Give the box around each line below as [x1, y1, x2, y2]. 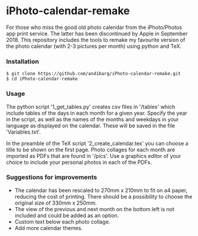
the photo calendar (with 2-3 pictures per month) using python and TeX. [6, 43, 182, 50]
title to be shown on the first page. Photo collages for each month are [6, 146, 176, 153]
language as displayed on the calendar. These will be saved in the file [6, 122, 176, 129]
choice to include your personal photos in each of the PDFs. [6, 159, 152, 166]
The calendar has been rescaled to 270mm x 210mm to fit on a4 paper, [14, 186, 188, 193]
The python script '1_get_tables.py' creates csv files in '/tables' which [6, 103, 176, 110]
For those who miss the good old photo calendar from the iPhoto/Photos [6, 24, 182, 31]
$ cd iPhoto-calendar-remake [6, 76, 78, 82]
